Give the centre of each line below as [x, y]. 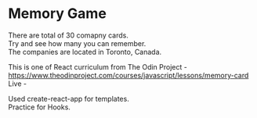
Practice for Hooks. [39, 107]
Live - [18, 84]
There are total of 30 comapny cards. [69, 35]
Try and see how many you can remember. [77, 43]
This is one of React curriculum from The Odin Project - [98, 66]
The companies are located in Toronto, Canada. [85, 52]
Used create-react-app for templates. [69, 98]
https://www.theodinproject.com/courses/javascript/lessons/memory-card [128, 75]
